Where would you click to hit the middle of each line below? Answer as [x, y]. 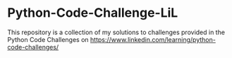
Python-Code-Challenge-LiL [93, 13]
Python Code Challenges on [48, 39]
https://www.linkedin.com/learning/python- [153, 39]
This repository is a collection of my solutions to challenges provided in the [116, 32]
